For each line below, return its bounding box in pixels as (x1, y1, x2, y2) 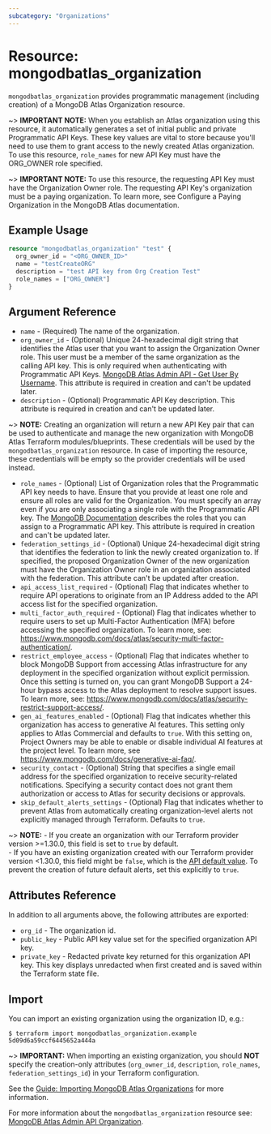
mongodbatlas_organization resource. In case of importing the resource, (8, 445, 248, 455)
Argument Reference (8, 305, 116, 319)
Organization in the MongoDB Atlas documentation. (8, 200, 180, 209)
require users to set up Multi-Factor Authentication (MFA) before (19, 616, 235, 626)
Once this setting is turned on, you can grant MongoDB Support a (19, 677, 239, 686)
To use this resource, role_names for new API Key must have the (8, 149, 221, 159)
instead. (8, 463, 36, 473)
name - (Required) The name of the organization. (19, 326, 180, 337)
